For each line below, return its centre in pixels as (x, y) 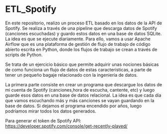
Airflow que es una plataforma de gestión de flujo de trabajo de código (78, 44)
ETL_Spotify (31, 9)
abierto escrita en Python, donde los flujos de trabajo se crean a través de (81, 49)
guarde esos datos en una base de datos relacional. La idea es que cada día (83, 95)
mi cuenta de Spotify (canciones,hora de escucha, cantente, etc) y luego (80, 90)
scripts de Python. (24, 55)
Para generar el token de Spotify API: (43, 121)
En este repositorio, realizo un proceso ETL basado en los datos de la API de (83, 23)
